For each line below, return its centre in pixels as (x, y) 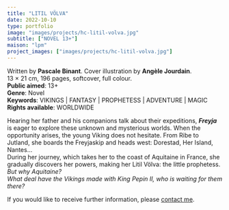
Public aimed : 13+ (33, 86)
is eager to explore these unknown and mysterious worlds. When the (104, 128)
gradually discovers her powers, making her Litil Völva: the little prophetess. (114, 164)
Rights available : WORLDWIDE (51, 107)
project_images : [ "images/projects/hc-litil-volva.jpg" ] (90, 52)
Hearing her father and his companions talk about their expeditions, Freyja (112, 120)
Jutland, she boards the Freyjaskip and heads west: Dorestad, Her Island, (110, 142)
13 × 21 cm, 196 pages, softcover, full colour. (69, 78)
